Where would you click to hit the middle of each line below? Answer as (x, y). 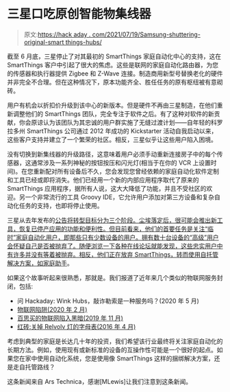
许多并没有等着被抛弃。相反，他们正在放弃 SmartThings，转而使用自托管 (116, 254)
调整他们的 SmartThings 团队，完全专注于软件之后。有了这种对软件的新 (113, 113)
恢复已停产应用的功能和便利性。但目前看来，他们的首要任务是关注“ (113, 229)
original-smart (44, 42)
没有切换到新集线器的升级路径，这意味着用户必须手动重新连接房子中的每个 (112, 154)
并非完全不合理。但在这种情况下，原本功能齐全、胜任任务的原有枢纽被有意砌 (115, 82)
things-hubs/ (84, 42)
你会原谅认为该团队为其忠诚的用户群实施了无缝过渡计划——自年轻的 (115, 122)
